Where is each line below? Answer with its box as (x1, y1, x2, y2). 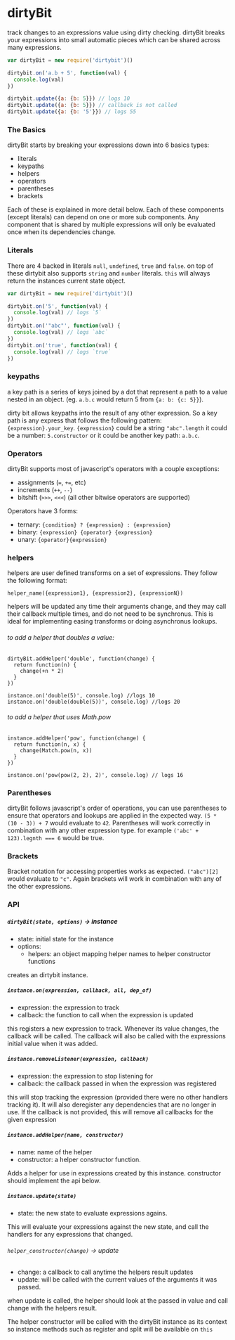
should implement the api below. (7, 1176, 101, 1185)
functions (27, 958, 56, 966)
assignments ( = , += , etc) (17, 478, 86, 487)
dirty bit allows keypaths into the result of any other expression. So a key (7, 408, 217, 417)
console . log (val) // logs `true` (13, 348, 112, 356)
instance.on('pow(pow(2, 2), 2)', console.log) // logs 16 (7, 771, 184, 778)
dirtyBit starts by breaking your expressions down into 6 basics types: (7, 141, 210, 149)
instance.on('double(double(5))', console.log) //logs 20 (7, 698, 180, 705)
